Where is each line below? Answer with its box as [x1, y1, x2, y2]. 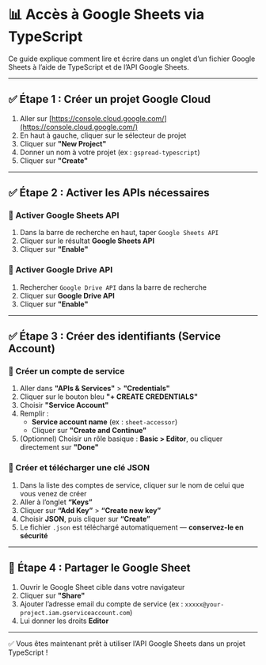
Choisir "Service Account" [19, 401, 109, 410]
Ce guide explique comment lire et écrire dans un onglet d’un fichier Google [8, 54, 256, 63]
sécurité [19, 530, 48, 540]
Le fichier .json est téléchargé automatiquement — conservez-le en [19, 522, 244, 532]
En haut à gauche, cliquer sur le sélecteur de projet [19, 131, 187, 140]
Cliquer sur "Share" [19, 591, 85, 600]
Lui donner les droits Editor [19, 616, 109, 625]
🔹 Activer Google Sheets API [8, 210, 120, 221]
